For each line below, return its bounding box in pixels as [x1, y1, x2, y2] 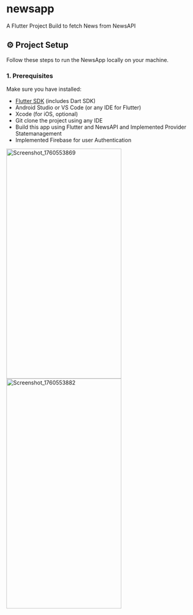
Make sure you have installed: [6, 85, 81, 93]
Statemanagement [15, 130, 62, 137]
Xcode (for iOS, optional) [15, 110, 78, 118]
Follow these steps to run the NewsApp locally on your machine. [6, 56, 169, 63]
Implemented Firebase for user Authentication [15, 137, 132, 144]
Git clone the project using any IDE [15, 117, 103, 124]
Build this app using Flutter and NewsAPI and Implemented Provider [15, 123, 187, 131]
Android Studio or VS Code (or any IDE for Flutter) [15, 104, 142, 112]
